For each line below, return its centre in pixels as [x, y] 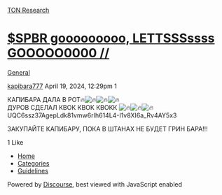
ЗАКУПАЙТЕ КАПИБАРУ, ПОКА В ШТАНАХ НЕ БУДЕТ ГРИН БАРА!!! [107, 129]
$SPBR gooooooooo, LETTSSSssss [111, 38]
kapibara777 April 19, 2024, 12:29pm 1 [62, 86]
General [19, 72]
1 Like [15, 142]
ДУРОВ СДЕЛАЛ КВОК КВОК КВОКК [62, 107]
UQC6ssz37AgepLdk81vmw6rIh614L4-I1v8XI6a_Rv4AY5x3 [92, 115]
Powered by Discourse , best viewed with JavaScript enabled [95, 184]
